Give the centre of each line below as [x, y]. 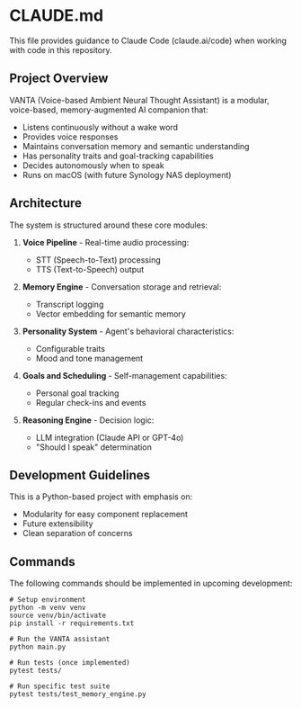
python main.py [38, 647]
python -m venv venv [48, 608]
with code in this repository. [61, 49]
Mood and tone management [89, 358]
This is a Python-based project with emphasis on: [101, 497]
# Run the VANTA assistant [60, 640]
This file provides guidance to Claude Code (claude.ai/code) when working [148, 40]
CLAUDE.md [57, 16]
